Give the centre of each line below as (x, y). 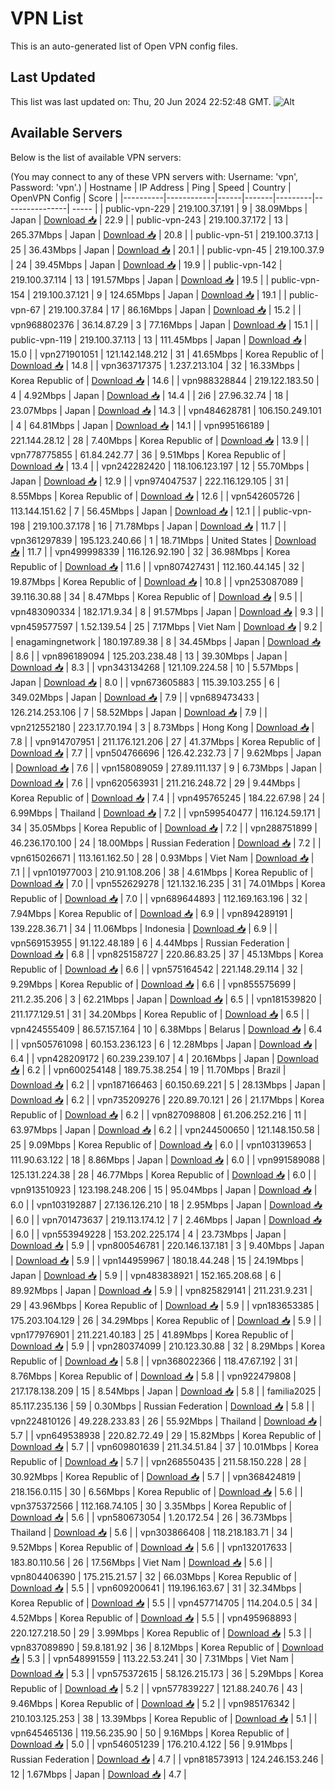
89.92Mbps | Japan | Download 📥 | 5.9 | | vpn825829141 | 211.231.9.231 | (161, 1290)
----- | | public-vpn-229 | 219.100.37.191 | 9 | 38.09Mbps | (189, 208)
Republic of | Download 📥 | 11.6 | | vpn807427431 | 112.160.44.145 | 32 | (157, 566)
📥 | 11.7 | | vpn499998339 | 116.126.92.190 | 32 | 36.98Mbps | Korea (150, 551)
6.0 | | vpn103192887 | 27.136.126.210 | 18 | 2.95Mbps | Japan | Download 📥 (166, 1204)
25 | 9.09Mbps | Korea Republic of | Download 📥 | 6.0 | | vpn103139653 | (161, 1144)
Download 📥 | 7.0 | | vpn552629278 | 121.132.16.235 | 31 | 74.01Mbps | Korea (168, 883)
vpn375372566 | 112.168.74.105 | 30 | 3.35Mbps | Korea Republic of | (151, 1506)
